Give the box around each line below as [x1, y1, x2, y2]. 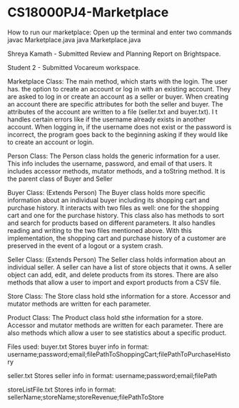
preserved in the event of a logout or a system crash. [7, 241, 163, 250]
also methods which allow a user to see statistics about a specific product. [7, 328, 227, 337]
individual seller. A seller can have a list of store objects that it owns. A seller [7, 262, 232, 272]
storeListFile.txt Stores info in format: [7, 385, 116, 394]
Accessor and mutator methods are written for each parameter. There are [7, 321, 223, 329]
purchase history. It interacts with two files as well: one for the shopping [7, 203, 220, 212]
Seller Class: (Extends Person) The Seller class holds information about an [7, 255, 226, 264]
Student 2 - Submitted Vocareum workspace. [7, 63, 141, 71]
